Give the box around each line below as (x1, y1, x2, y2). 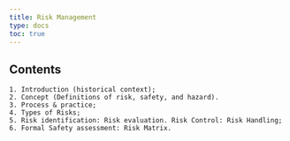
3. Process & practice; (9, 100, 97, 110)
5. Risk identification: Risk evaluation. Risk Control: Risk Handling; (9, 116, 283, 125)
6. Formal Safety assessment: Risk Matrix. (9, 124, 172, 133)
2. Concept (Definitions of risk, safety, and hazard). (9, 93, 219, 102)
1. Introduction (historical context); (9, 85, 156, 94)
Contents (9, 62, 62, 77)
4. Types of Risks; (9, 108, 81, 117)
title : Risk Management (9, 12, 97, 22)
